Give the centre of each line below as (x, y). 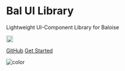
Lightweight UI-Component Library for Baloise (63, 27)
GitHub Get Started (29, 50)
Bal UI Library (40, 11)
